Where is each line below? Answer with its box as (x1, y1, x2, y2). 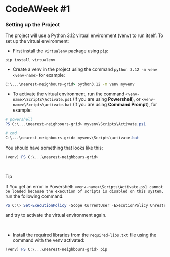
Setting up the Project (5, 21, 60, 28)
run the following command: (5, 193, 64, 199)
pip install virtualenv (5, 58, 56, 63)
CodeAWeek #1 (5, 3, 70, 15)
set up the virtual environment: (5, 38, 69, 44)
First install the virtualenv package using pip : (12, 48, 109, 54)
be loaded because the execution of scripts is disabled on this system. (5, 189, 164, 194)
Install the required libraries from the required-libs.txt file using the (12, 232, 157, 238)
